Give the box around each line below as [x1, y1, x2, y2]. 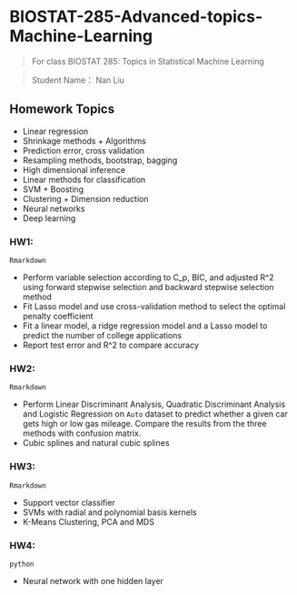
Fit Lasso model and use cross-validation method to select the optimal [22, 301, 286, 312]
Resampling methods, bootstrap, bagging [22, 155, 178, 166]
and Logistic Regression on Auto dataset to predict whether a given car [22, 408, 288, 419]
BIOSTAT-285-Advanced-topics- [9, 6, 263, 27]
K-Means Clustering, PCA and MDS [22, 516, 154, 527]
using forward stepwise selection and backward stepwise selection [22, 282, 274, 293]
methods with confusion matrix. [22, 428, 142, 439]
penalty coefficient [22, 311, 94, 322]
